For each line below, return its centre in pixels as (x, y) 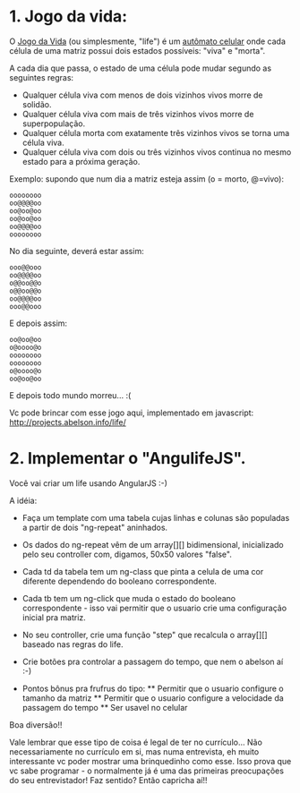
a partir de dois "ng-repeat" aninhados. (95, 527)
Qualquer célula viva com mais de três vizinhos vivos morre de (138, 114)
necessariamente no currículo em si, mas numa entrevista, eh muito (134, 751)
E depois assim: (39, 323)
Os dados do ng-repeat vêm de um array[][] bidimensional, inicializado (153, 544)
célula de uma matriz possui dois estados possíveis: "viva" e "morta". (137, 50)
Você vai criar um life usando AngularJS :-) (89, 483)
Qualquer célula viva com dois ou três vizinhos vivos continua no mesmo (157, 152)
